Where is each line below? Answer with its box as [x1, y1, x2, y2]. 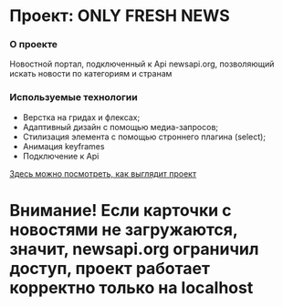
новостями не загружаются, [9, 219, 238, 240]
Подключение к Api [22, 150, 100, 161]
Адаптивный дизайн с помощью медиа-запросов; [22, 121, 219, 132]
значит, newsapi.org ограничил [9, 239, 259, 260]
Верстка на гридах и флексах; [22, 111, 141, 123]
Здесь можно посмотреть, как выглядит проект [9, 168, 197, 178]
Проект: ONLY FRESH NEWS [9, 5, 230, 26]
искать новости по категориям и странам [9, 68, 173, 79]
